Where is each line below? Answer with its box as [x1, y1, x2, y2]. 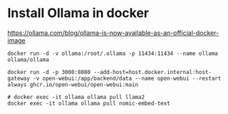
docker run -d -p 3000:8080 [7, 68, 91, 76]
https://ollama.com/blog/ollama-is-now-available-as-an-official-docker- [7, 28, 219, 37]
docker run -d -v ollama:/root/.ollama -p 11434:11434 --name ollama [7, 50, 219, 57]
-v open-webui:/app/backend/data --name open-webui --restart [33, 75, 222, 82]
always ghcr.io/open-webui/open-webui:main [7, 81, 139, 88]
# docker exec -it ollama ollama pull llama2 [7, 93, 145, 100]
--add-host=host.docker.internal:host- [93, 68, 212, 76]
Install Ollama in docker [7, 5, 150, 21]
